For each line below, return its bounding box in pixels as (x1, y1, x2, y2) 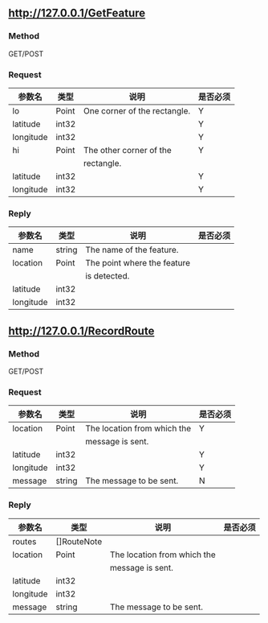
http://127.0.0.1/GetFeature (8, 6, 146, 20)
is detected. (85, 270, 130, 282)
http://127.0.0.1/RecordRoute (8, 324, 155, 337)
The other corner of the (83, 144, 173, 155)
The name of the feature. (85, 245, 179, 256)
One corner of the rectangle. (83, 105, 191, 116)
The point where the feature (85, 258, 191, 269)
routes (12, 535, 37, 547)
